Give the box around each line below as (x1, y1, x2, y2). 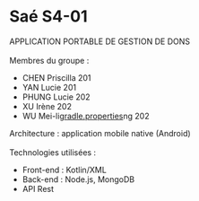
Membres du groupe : (9, 55, 90, 66)
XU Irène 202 (22, 100, 72, 111)
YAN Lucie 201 (22, 82, 77, 92)
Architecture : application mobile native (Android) (9, 127, 191, 138)
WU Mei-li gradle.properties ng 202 (22, 110, 150, 121)
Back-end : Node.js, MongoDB (22, 173, 135, 185)
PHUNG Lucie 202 (22, 92, 91, 102)
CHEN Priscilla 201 (22, 72, 91, 83)
